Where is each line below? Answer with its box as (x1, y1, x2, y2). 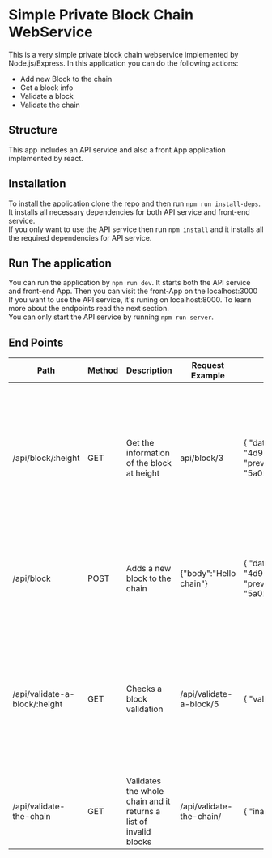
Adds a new (125, 563, 172, 574)
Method (87, 365, 119, 376)
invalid (125, 826, 151, 838)
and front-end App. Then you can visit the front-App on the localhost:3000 (8, 286, 258, 297)
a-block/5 (180, 698, 219, 710)
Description (125, 365, 172, 376)
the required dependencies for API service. (8, 233, 152, 242)
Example (190, 370, 225, 382)
